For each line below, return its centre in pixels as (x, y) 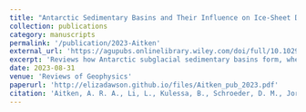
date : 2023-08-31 (42, 69)
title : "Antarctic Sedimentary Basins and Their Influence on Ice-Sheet (150, 18)
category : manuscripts (52, 34)
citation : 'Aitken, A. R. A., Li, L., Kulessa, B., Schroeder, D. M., (146, 93)
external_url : (36, 51)
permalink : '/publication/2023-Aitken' (85, 43)
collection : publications (58, 26)
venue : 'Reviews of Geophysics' (71, 77)
